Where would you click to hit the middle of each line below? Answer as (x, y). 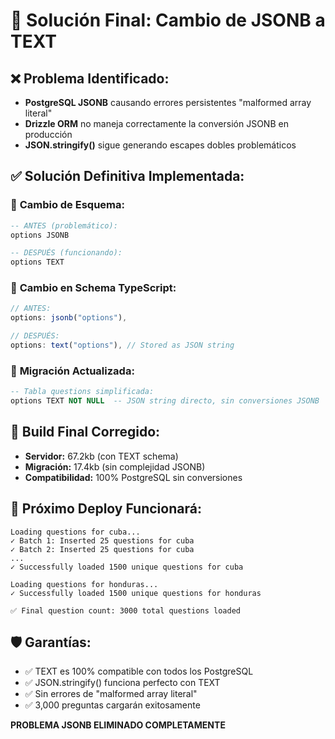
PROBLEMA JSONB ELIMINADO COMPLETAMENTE (118, 725)
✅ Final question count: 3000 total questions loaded (125, 610)
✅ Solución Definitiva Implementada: (127, 176)
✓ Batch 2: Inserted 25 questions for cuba (102, 549)
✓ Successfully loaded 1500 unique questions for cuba (127, 567)
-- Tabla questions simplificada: (82, 392)
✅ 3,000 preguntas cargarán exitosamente (112, 705)
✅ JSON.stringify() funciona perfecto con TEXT (122, 683)
